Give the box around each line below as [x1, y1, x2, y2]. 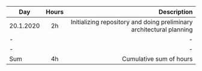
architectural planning [131, 25, 193, 34]
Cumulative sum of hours [122, 55, 193, 63]
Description [158, 8, 193, 16]
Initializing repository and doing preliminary [70, 18, 193, 26]
